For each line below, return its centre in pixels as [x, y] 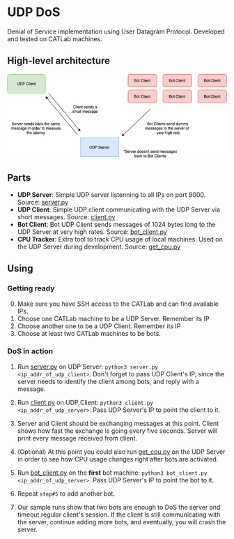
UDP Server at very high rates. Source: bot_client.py [92, 232]
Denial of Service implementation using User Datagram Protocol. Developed [116, 31]
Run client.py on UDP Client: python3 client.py [85, 402]
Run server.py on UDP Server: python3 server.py [87, 367]
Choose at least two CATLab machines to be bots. [89, 333]
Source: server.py [43, 202]
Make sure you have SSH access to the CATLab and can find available [118, 304]
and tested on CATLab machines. [55, 38]
